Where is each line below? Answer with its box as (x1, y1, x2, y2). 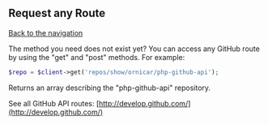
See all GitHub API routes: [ (8, 98, 100, 108)
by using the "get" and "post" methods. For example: (8, 52, 185, 62)
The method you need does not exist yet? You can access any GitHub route (8, 44, 261, 54)
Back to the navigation (8, 28, 83, 37)
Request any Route (8, 6, 106, 20)
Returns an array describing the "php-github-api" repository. (8, 83, 211, 93)
